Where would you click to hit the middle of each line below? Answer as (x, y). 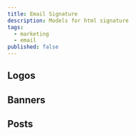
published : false (33, 47)
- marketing (32, 34)
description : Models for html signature (68, 21)
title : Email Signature (43, 14)
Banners (27, 100)
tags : (15, 27)
